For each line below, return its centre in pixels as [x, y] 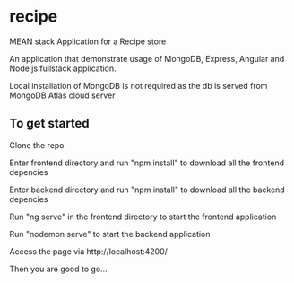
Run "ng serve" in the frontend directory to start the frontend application [143, 217]
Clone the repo [37, 145]
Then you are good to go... [58, 269]
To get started [49, 124]
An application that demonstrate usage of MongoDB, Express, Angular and [147, 58]
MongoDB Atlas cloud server [62, 95]
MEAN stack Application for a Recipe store [88, 41]
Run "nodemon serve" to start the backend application [110, 234]
